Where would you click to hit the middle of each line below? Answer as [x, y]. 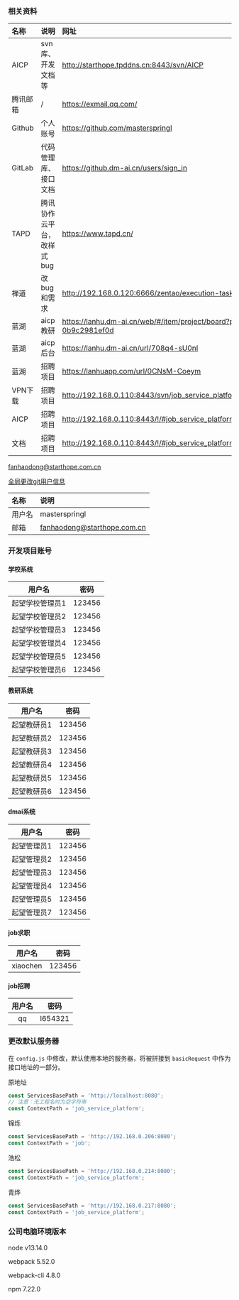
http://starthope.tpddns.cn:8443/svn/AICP [133, 65]
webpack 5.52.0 [32, 1261]
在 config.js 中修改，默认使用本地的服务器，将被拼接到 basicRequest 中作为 [119, 1058]
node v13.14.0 [28, 1247]
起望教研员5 [32, 777]
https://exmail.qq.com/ [100, 104]
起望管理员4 [32, 885]
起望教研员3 [32, 751]
